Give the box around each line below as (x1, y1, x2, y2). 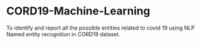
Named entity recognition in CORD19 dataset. (6, 30, 120, 37)
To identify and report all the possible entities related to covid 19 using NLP (6, 24, 195, 31)
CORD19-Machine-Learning (6, 4, 151, 18)
